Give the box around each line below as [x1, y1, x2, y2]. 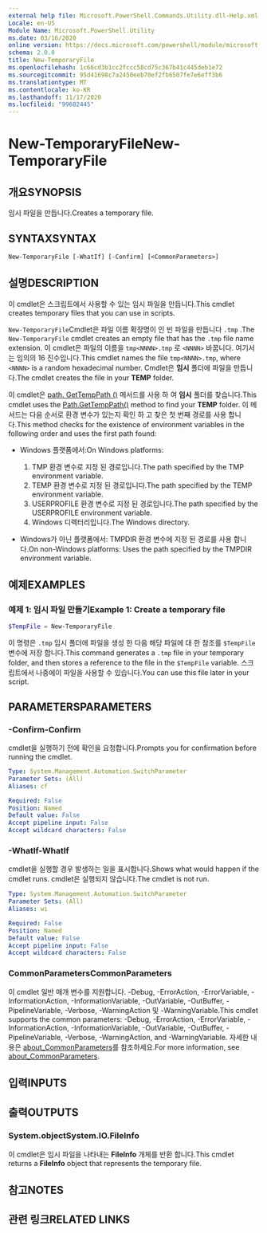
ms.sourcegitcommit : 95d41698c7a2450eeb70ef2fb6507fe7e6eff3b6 [8, 71, 223, 79]
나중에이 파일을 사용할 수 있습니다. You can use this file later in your [35, 668, 249, 677]
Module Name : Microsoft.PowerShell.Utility [8, 26, 155, 34]
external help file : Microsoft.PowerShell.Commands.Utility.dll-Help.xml [8, 11, 259, 20]
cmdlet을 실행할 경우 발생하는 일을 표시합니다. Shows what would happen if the [8, 864, 259, 874]
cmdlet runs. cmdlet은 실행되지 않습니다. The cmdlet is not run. [8, 874, 210, 884]
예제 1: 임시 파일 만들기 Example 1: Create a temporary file [8, 604, 226, 615]
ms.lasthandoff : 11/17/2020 [8, 93, 102, 101]
